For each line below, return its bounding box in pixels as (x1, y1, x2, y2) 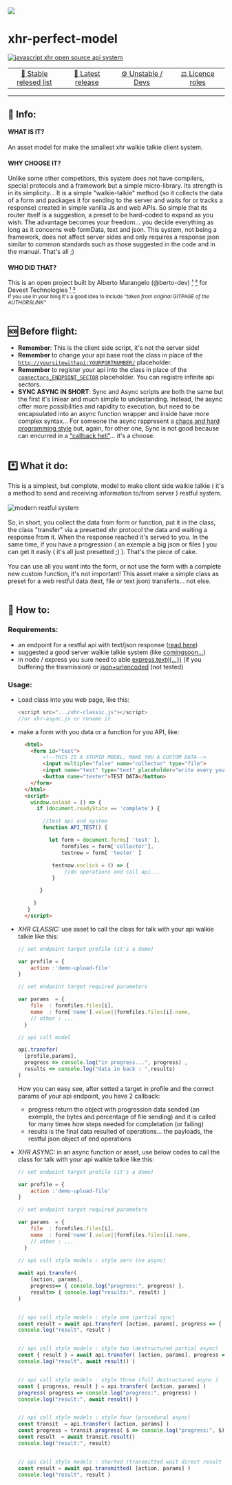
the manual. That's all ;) (8, 248, 75, 256)
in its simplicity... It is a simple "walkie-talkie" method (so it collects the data (8, 189, 223, 197)
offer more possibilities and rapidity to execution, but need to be (17, 402, 200, 411)
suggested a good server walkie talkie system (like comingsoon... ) (17, 648, 206, 656)
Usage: (8, 680, 33, 689)
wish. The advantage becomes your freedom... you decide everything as (8, 218, 214, 226)
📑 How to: (8, 604, 50, 616)
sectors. (17, 380, 41, 389)
